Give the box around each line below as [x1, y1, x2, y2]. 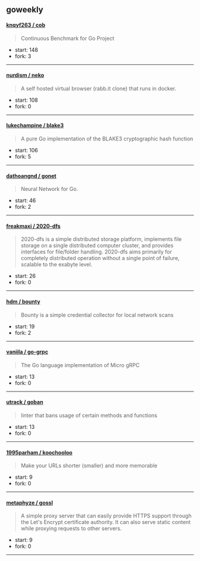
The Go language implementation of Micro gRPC [20, 361, 140, 368]
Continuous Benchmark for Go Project [20, 35, 114, 42]
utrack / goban [6, 399, 43, 406]
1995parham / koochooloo [6, 449, 73, 456]
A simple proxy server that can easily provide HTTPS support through [20, 512, 192, 519]
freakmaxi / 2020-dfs [6, 222, 61, 230]
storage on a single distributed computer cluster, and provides [20, 242, 174, 249]
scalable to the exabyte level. [20, 261, 92, 268]
